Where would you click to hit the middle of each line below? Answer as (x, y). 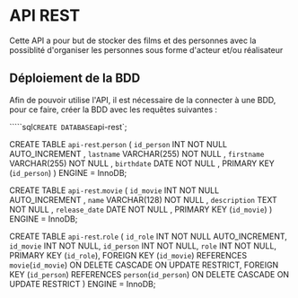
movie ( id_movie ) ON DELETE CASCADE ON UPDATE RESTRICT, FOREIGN (144, 265)
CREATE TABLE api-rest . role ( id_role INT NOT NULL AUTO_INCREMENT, (148, 236)
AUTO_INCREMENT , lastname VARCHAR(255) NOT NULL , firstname (137, 153)
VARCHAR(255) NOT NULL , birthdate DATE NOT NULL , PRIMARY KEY (142, 163)
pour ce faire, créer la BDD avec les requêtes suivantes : (114, 110)
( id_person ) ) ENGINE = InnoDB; (68, 172)
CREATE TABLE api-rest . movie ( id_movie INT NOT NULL (114, 190)
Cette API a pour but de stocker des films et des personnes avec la (133, 40)
